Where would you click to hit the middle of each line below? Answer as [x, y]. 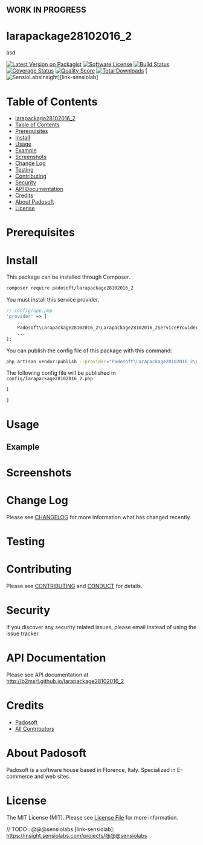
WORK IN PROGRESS [46, 10]
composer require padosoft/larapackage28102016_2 [70, 288]
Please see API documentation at [47, 675]
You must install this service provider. [53, 300]
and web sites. [52, 776]
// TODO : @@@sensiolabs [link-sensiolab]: [60, 829]
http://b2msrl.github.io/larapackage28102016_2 [65, 681]
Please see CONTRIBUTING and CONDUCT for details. [74, 586]
